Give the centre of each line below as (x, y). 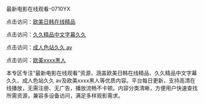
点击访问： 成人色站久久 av (39, 47)
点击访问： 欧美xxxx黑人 (36, 60)
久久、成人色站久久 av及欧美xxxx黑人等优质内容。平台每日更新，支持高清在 (101, 81)
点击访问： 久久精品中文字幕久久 (46, 34)
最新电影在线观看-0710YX (39, 9)
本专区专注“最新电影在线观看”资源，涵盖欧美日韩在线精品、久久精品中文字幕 (102, 73)
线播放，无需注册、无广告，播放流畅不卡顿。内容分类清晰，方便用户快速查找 (102, 88)
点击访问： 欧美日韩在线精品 (41, 22)
